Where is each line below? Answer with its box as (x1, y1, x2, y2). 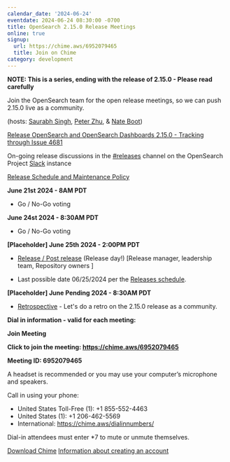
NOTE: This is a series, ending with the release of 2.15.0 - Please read (7, 75, 213, 83)
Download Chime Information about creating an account (7, 446, 169, 455)
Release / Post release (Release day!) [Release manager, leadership (17, 253, 213, 262)
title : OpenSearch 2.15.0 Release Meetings (7, 23, 136, 30)
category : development (7, 56, 73, 63)
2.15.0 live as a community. (7, 103, 85, 112)
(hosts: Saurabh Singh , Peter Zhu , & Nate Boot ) (7, 117, 143, 125)
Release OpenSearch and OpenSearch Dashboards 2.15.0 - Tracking (7, 130, 204, 139)
